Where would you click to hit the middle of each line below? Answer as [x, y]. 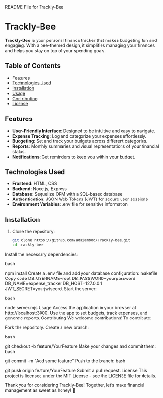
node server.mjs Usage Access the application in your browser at [71, 307]
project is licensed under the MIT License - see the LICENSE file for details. [81, 376]
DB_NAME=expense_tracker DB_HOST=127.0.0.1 [53, 283]
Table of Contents [33, 66]
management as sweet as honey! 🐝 [40, 390]
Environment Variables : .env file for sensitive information [70, 204]
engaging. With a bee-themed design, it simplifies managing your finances [80, 45]
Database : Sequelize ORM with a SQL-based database [67, 194]
